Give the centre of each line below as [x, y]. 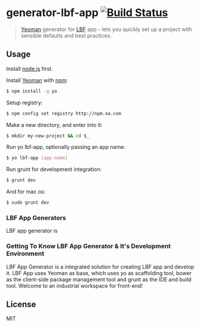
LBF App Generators [36, 217]
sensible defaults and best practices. [66, 35]
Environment [25, 254]
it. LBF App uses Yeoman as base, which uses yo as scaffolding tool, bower [99, 273]
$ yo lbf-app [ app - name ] [37, 158]
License [21, 304]
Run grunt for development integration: [54, 169]
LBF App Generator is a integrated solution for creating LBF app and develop [100, 267]
